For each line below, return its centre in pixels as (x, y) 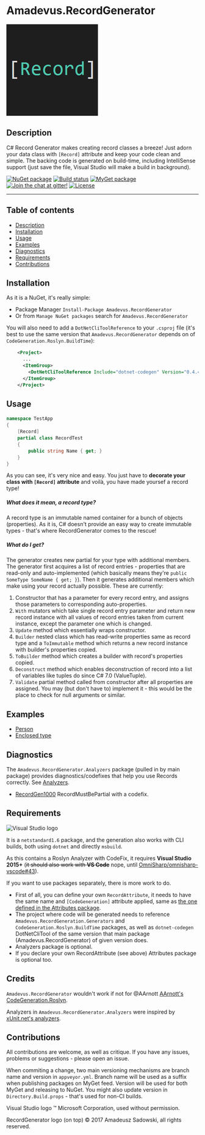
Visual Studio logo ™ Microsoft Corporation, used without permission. (93, 1108)
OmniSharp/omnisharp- (168, 865)
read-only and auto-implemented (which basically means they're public (97, 573)
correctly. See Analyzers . (38, 782)
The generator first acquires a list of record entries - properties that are (96, 567)
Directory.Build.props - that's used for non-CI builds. (75, 1097)
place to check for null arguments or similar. (70, 695)
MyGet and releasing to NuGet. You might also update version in (87, 1090)
